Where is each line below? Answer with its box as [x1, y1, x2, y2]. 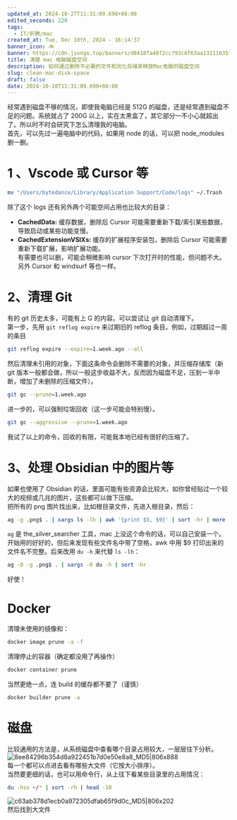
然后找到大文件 [7, 805, 51, 814]
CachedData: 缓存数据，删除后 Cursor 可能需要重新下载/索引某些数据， [17, 218, 227, 227]
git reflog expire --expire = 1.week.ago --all [7, 346, 143, 353]
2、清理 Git [7, 289, 73, 306]
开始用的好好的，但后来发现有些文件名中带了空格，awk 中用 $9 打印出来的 [7, 538, 224, 547]
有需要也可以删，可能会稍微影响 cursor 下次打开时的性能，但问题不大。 [17, 253, 226, 262]
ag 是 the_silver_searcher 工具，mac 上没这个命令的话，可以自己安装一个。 [7, 530, 226, 538]
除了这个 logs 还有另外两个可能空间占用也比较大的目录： [7, 203, 171, 212]
